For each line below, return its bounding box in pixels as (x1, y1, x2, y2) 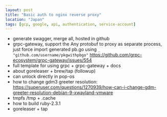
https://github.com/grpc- (89, 52, 142, 58)
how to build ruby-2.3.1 (12, 100, 61, 107)
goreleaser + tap (12, 106, 48, 112)
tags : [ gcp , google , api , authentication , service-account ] (5, 21, 136, 27)
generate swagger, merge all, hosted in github (12, 36, 110, 42)
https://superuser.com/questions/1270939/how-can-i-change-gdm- (12, 84, 157, 91)
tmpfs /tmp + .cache (12, 95, 56, 101)
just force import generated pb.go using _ (12, 46, 101, 52)
